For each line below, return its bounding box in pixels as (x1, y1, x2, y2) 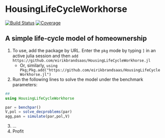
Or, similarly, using (19, 62, 58, 68)
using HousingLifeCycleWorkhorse (5, 96, 75, 101)
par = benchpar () (5, 105, 41, 110)
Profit (12, 128, 24, 135)
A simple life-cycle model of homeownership (5, 34, 147, 43)
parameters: (12, 81, 38, 87)
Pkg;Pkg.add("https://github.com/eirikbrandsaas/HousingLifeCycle (19, 68, 161, 72)
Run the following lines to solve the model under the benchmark (12, 76, 143, 82)
